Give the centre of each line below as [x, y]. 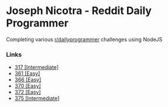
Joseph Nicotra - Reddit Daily [79, 11]
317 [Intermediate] [37, 67]
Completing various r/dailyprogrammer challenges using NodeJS [84, 39]
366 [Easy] [28, 80]
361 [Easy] [27, 74]
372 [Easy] [28, 92]
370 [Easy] [28, 86]
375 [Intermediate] [37, 98]
